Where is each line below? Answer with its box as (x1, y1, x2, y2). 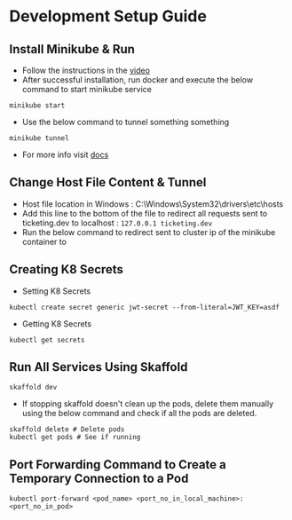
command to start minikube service (21, 84, 153, 94)
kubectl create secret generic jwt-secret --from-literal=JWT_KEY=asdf (9, 303, 280, 311)
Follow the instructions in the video (21, 65, 151, 75)
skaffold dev (9, 383, 58, 392)
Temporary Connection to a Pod (9, 470, 189, 485)
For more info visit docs (21, 149, 109, 160)
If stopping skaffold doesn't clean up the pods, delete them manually (21, 398, 274, 409)
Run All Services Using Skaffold (9, 359, 188, 374)
